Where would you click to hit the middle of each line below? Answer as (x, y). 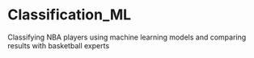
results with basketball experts (59, 45)
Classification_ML (70, 15)
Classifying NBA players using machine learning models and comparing (127, 37)
